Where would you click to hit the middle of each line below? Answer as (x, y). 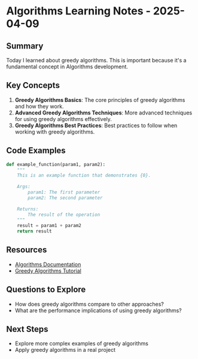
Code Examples (36, 151)
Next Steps (27, 329)
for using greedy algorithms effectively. (63, 119)
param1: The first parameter (64, 192)
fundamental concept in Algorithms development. (67, 67)
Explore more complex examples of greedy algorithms (81, 343)
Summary (25, 46)
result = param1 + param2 (49, 226)
